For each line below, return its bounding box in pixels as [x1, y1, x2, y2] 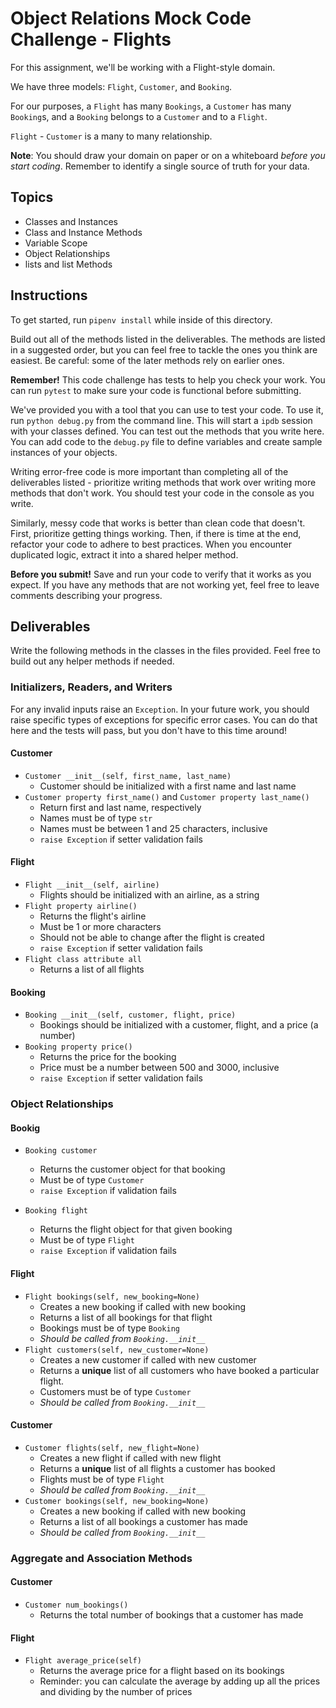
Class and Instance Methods [24, 226, 143, 238]
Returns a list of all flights [39, 963, 145, 976]
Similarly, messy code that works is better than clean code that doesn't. [10, 517, 306, 529]
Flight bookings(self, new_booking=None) [24, 1292, 200, 1302]
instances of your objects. [10, 446, 118, 458]
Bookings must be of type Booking [39, 1322, 180, 1334]
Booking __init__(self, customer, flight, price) [24, 1010, 237, 1021]
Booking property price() [24, 1042, 133, 1052]
